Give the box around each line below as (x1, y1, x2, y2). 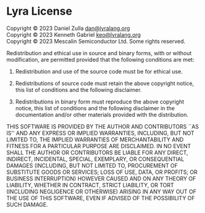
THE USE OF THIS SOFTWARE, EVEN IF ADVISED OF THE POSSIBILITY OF (6, 194, 195, 201)
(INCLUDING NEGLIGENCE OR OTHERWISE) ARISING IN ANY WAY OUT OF (6, 188, 196, 195)
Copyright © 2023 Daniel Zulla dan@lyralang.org (6, 24, 130, 32)
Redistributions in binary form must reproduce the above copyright (15, 98, 184, 105)
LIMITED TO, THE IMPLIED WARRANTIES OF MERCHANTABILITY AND (6, 136, 184, 143)
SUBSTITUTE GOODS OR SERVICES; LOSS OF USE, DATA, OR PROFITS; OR (6, 168, 198, 176)
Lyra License (6, 4, 72, 18)
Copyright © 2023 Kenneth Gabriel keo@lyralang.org (6, 31, 141, 38)
